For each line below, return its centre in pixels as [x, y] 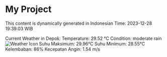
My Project [28, 9]
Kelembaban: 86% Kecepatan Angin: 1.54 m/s [53, 49]
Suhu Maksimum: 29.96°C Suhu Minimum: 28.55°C [92, 43]
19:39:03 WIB [19, 28]
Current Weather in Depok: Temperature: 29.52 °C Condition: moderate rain [83, 38]
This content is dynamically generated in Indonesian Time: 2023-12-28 [79, 23]
